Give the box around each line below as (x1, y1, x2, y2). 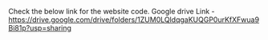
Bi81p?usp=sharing (8, 24, 72, 32)
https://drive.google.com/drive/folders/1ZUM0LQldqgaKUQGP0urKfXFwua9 (8, 15, 259, 24)
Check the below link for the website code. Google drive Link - (8, 7, 215, 16)
